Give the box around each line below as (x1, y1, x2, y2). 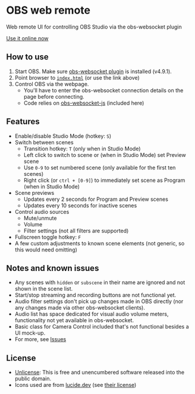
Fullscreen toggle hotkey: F (14, 233, 81, 241)
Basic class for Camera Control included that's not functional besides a (14, 323, 189, 330)
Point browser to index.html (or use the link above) (14, 74, 140, 81)
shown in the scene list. (14, 285, 73, 292)
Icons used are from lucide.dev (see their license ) (14, 382, 137, 389)
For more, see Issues (14, 336, 67, 343)
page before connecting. (23, 93, 84, 100)
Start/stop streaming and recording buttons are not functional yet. (14, 292, 177, 299)
